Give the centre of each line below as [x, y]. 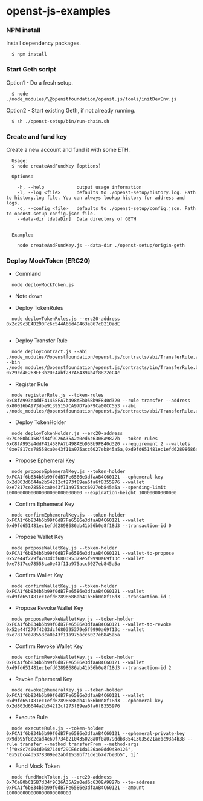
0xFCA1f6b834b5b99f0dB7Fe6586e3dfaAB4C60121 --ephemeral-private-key [96, 734]
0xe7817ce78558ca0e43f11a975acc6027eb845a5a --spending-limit [86, 488]
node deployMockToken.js [43, 285]
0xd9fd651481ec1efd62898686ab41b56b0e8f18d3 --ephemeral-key [85, 701]
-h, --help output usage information [79, 188]
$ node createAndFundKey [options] [56, 166]
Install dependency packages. [44, 43]
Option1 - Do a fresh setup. [40, 82]
